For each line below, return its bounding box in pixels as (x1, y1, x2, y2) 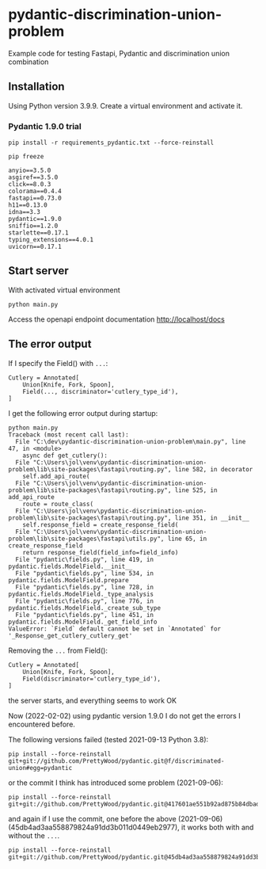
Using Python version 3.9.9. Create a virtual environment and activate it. (8, 101, 243, 110)
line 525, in (174, 486, 218, 494)
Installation (8, 80, 65, 93)
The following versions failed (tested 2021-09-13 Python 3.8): (8, 734, 209, 744)
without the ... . (8, 830, 60, 840)
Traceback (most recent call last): (8, 430, 129, 439)
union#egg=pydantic (8, 764, 73, 772)
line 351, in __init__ (174, 513, 249, 522)
